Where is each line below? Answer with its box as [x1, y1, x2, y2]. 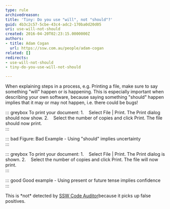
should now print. [5, 120, 42, 127]
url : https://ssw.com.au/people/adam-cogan [10, 46, 104, 51]
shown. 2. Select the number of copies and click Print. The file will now [5, 157, 158, 163]
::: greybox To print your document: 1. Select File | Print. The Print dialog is [5, 151, 165, 157]
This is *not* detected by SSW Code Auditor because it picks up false [5, 193, 151, 199]
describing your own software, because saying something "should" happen [5, 94, 164, 100]
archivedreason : [5, 12, 40, 17]
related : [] [5, 50, 31, 55]
